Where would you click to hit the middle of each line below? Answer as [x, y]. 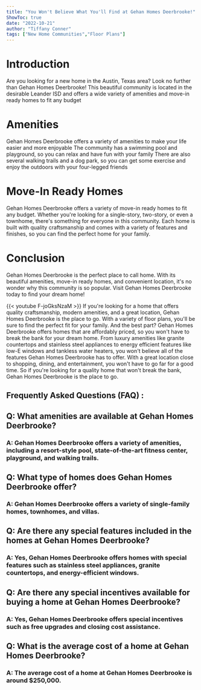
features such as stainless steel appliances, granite [83, 566]
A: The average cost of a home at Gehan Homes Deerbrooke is [99, 672]
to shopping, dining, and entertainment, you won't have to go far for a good [100, 364]
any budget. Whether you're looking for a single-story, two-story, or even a [100, 214]
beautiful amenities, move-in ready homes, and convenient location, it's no [99, 281]
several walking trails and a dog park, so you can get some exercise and [96, 160]
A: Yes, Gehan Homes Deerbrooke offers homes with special [97, 558]
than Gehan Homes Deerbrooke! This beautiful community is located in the [99, 88]
